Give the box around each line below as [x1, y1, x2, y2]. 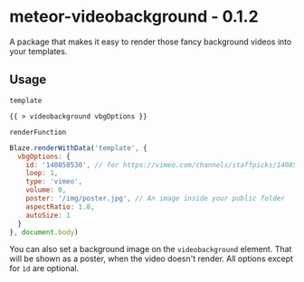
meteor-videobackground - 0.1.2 [9, 6, 260, 27]
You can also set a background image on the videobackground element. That [9, 244, 292, 255]
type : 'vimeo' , [25, 177, 83, 186]
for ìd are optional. [9, 263, 80, 274]
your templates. [9, 45, 68, 56]
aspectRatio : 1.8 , [25, 202, 95, 211]
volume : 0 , [25, 185, 67, 195]
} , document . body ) [9, 228, 79, 237]
